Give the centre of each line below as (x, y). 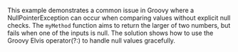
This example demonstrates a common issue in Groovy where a (101, 10)
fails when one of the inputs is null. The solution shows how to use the (110, 33)
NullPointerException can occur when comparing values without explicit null (119, 18)
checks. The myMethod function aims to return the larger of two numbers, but (119, 25)
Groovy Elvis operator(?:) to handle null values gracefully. (92, 41)
